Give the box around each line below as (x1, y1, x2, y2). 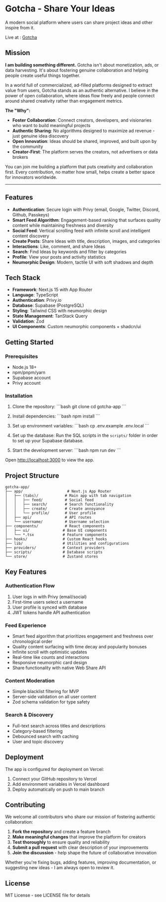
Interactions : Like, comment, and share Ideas (12, 243, 105, 249)
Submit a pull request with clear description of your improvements (12, 844, 149, 850)
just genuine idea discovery (12, 133, 69, 139)
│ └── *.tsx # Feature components (5, 532, 107, 538)
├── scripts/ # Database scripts (5, 550, 103, 555)
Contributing (5, 800, 45, 809)
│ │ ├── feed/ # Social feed (5, 497, 94, 503)
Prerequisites (5, 353, 38, 360)
